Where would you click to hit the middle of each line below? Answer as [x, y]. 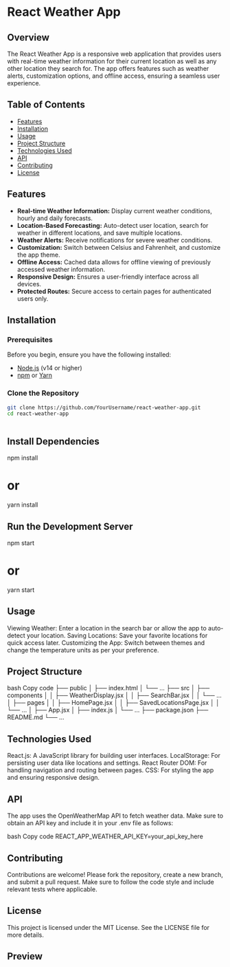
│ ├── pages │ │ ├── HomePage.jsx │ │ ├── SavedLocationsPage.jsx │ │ [114, 703]
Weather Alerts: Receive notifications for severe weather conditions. [115, 240]
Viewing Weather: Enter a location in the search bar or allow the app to [107, 628]
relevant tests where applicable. [52, 889]
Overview [28, 38]
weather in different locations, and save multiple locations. [100, 233]
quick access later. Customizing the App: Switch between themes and [106, 642]
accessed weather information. [61, 269]
